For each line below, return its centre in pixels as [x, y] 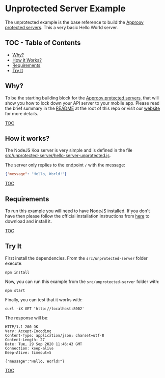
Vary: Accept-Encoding [28, 331]
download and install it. [28, 221]
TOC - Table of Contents [43, 43]
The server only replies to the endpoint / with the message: [65, 165]
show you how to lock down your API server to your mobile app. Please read [82, 103]
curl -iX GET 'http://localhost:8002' [45, 309]
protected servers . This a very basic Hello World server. [62, 27]
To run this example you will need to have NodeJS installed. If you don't [78, 211]
